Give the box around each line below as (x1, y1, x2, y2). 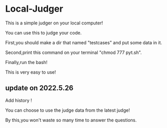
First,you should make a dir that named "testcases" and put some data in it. (5, 39, 162, 46)
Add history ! (5, 97, 32, 103)
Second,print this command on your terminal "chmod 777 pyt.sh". (5, 49, 142, 55)
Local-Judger (5, 3, 63, 15)
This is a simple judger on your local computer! (5, 20, 103, 26)
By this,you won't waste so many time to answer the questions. (5, 117, 137, 123)
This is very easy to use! (5, 69, 56, 75)
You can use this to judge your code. (5, 29, 82, 36)
